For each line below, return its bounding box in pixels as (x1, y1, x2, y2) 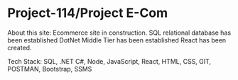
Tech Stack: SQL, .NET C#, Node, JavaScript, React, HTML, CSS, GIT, (7, 57, 212, 65)
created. (7, 43, 32, 52)
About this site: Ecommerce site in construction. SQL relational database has (7, 28, 232, 37)
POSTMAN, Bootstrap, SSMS (7, 64, 92, 73)
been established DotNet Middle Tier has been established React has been (7, 35, 227, 44)
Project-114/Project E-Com (7, 5, 168, 21)
